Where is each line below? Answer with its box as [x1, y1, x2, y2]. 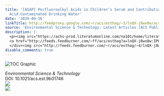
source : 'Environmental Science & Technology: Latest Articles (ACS [5, 25, 147, 30]
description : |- [5, 30, 38, 34]
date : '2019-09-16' [5, 16, 45, 21]
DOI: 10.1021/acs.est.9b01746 [5, 76, 64, 81]
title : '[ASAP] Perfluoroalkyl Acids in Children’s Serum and [5, 7, 134, 12]
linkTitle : [5, 20, 27, 26]
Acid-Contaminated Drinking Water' [9, 12, 82, 16]
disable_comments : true [5, 48, 54, 52]
